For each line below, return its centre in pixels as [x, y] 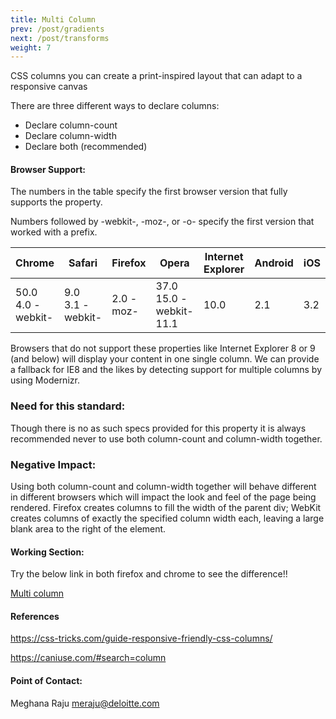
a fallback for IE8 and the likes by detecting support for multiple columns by [166, 370]
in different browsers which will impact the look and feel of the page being [163, 497]
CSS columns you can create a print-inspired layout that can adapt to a [156, 76]
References [35, 616]
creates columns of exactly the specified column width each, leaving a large [167, 518]
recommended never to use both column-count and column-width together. [166, 438]
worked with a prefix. [54, 232]
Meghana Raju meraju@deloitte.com [85, 703]
